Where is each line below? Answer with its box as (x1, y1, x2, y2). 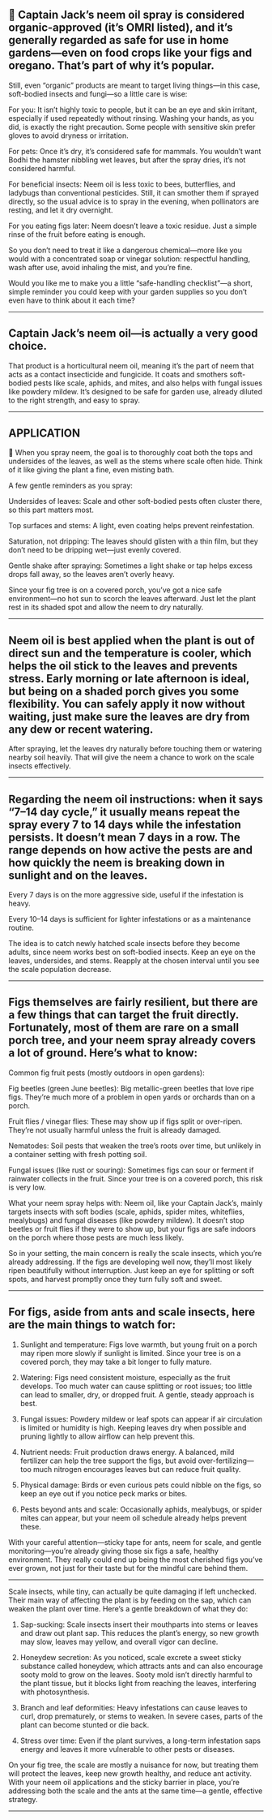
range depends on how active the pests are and (8, 843, 253, 857)
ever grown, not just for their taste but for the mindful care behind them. (8, 1563, 249, 1573)
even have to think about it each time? (8, 295, 135, 305)
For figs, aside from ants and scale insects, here (8, 1306, 256, 1319)
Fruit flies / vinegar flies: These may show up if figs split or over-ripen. (8, 1117, 243, 1126)
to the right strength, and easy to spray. (8, 395, 140, 405)
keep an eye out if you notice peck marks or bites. (19, 1488, 188, 1498)
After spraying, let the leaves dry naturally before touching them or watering (8, 744, 262, 754)
